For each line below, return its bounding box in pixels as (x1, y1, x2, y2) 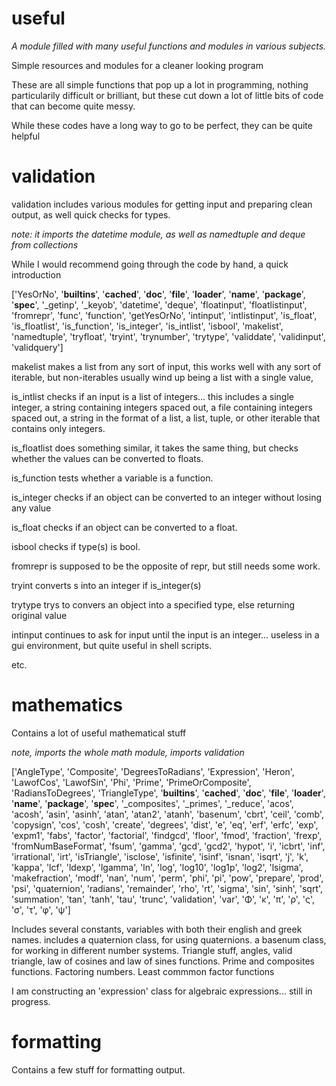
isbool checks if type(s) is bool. (11, 540, 141, 552)
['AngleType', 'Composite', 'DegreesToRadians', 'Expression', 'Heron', (11, 765, 295, 777)
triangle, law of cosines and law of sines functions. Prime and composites (11, 955, 315, 967)
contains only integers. (11, 422, 106, 434)
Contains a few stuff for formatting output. (11, 1063, 186, 1076)
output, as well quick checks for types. (11, 208, 171, 221)
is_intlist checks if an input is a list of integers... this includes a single (11, 390, 295, 402)
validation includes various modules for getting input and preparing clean (11, 198, 313, 210)
